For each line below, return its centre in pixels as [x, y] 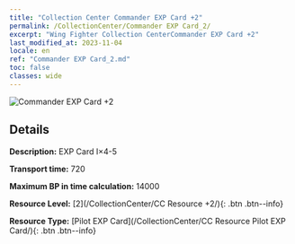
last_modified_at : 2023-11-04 [66, 43]
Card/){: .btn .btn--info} [53, 231]
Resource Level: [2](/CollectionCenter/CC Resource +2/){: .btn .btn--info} [147, 204]
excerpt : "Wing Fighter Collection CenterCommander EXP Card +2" [134, 34]
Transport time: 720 [47, 169]
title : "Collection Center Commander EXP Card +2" [106, 17]
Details [29, 130]
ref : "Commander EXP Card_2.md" [70, 59]
